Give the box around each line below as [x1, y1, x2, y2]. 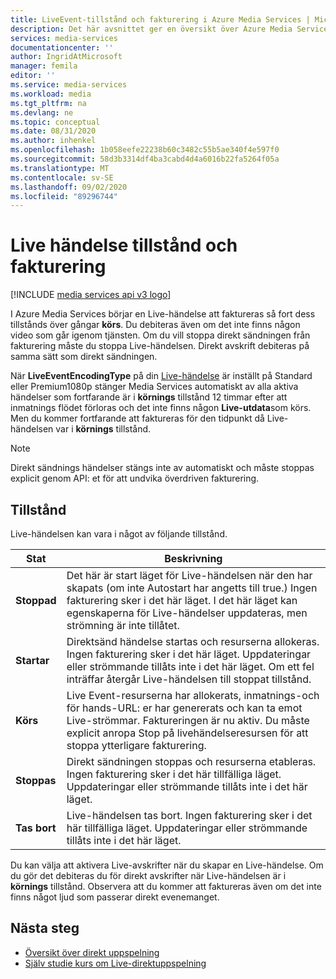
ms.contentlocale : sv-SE [10, 172, 114, 183]
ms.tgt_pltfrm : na [10, 98, 87, 108]
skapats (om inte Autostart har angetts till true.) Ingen [66, 581, 318, 595]
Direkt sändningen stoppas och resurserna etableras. [66, 755, 317, 768]
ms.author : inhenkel [10, 136, 97, 146]
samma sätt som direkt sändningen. [10, 351, 158, 363]
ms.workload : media [10, 89, 92, 99]
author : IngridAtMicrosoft [10, 52, 123, 62]
